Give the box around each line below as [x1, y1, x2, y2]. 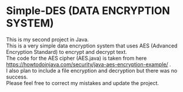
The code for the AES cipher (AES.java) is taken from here [6, 54, 147, 62]
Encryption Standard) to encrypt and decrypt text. [6, 48, 128, 55]
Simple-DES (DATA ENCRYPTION [6, 4, 171, 18]
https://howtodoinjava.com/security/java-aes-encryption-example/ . [6, 60, 172, 68]
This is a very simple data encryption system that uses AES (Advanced [6, 42, 178, 49]
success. [6, 73, 28, 80]
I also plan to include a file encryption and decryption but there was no [6, 67, 178, 74]
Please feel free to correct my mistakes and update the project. [6, 79, 159, 86]
